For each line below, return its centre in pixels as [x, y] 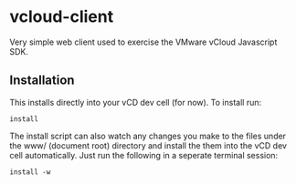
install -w [30, 172]
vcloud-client [62, 17]
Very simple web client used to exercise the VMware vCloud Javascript [143, 42]
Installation [42, 81]
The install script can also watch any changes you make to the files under [148, 136]
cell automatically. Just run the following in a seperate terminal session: [144, 155]
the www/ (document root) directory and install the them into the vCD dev [148, 145]
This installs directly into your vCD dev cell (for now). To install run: [136, 102]
